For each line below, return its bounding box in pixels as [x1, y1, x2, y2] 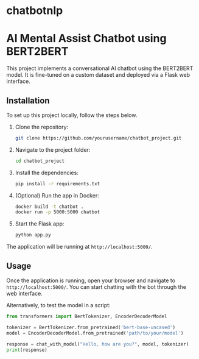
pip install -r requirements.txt [15, 180, 100, 187]
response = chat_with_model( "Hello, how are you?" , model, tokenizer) [6, 341, 189, 347]
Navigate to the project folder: [15, 146, 91, 153]
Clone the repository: [15, 123, 69, 130]
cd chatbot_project [15, 158, 65, 164]
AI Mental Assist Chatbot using [6, 32, 167, 46]
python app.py [15, 232, 51, 238]
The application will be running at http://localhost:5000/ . [6, 243, 153, 251]
